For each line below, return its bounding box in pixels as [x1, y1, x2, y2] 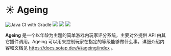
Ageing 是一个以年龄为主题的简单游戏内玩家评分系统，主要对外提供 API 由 [5, 32, 162, 38]
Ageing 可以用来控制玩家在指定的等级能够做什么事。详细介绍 [32, 38, 160, 44]
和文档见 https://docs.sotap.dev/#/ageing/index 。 [9, 45, 116, 51]
